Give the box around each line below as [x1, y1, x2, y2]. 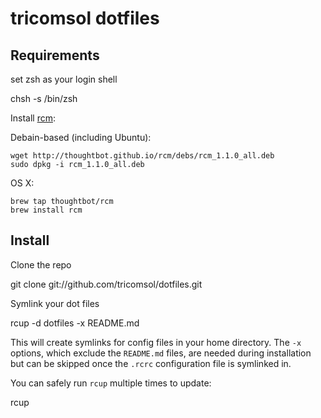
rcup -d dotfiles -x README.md [10, 317, 140, 329]
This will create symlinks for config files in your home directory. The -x [10, 336, 302, 348]
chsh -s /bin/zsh [10, 93, 78, 104]
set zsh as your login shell [10, 73, 118, 85]
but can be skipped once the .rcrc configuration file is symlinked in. [10, 357, 292, 369]
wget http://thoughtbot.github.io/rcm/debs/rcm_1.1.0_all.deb [10, 151, 275, 161]
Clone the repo [10, 258, 72, 271]
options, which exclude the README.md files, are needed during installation [10, 347, 312, 359]
